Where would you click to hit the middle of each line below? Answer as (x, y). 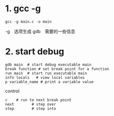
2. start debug (35, 52)
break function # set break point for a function (57, 69)
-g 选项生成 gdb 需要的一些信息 (40, 31)
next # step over (31, 104)
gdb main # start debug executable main (48, 64)
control (12, 91)
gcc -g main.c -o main (28, 22)
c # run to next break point (38, 100)
